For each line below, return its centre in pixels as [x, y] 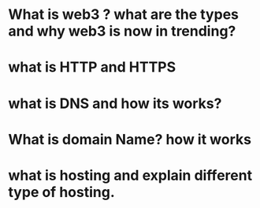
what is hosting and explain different [130, 175]
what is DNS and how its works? [115, 103]
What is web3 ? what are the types [123, 15]
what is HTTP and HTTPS [92, 67]
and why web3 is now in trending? [122, 31]
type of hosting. [62, 192]
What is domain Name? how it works [130, 139]
